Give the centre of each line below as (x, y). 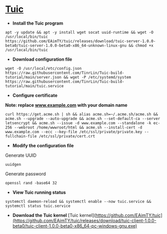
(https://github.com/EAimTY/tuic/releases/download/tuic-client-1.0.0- (84, 220)
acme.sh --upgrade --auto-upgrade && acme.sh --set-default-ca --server (83, 119)
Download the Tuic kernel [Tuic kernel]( (54, 215)
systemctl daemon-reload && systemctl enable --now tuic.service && (78, 201)
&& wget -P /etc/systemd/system (97, 77)
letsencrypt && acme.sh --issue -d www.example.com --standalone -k (78, 123)
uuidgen (13, 164)
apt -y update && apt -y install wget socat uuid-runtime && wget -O (79, 32)
